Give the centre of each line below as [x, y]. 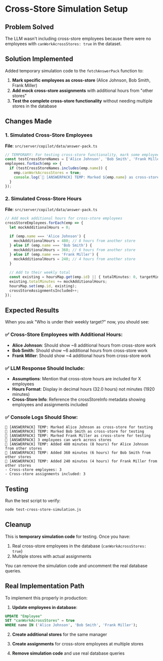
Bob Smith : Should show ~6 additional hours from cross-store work [80, 350]
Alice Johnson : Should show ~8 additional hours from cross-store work [84, 345]
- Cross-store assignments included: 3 [45, 474]
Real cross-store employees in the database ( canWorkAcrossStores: [79, 546]
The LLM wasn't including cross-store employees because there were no [78, 38]
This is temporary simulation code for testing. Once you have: [68, 536]
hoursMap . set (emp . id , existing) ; [43, 286]
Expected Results [32, 310]
